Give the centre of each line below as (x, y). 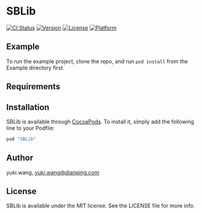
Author (20, 158)
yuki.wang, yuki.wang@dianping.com (53, 172)
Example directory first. (35, 68)
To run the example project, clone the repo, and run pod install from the (97, 61)
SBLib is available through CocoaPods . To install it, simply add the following (100, 121)
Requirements (33, 87)
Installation (28, 107)
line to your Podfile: (30, 128)
